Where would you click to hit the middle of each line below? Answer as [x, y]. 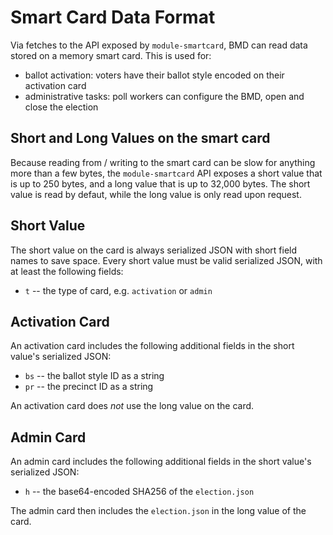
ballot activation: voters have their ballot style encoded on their [154, 75]
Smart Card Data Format [113, 17]
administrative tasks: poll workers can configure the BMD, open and [164, 96]
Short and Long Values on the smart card [140, 138]
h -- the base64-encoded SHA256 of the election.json [139, 492]
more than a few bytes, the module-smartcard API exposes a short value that [166, 173]
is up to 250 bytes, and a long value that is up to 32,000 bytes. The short [160, 183]
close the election [61, 107]
